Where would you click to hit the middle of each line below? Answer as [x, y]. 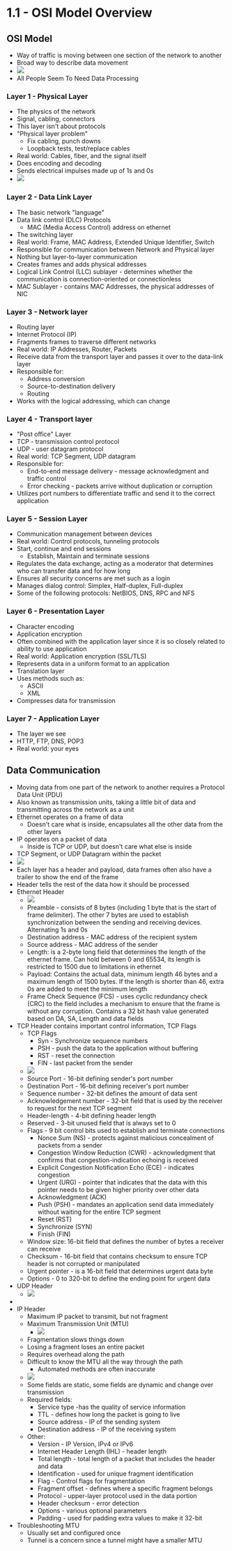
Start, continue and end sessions [64, 549]
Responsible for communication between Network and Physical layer [116, 249]
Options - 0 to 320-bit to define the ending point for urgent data [118, 1278]
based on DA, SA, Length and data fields [85, 1018]
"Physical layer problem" [52, 134]
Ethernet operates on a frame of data [70, 817]
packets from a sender [70, 1145]
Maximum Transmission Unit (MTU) [78, 1324]
